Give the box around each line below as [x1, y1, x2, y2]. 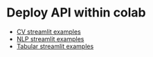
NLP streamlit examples [16, 34, 84, 43]
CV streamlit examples [16, 27, 81, 36]
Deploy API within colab [6, 5, 146, 21]
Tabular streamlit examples [16, 42, 94, 50]
